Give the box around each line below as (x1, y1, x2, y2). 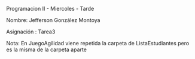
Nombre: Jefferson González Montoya (6, 17, 100, 23)
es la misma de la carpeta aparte (6, 46, 87, 53)
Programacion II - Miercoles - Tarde (6, 5, 95, 12)
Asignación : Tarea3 (6, 28, 56, 35)
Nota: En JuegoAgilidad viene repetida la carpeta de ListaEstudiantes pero (6, 40, 190, 46)
